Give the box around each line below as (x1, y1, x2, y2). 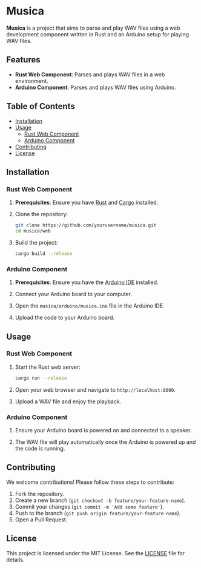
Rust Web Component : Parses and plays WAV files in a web (15, 71, 165, 78)
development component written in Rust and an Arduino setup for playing (6, 30, 189, 38)
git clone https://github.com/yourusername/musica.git (15, 222, 157, 228)
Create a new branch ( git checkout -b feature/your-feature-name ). (15, 497, 186, 504)
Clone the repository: (15, 211, 68, 218)
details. (6, 556, 25, 563)
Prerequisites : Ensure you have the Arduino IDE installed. (15, 279, 159, 286)
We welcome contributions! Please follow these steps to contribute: (6, 478, 174, 486)
